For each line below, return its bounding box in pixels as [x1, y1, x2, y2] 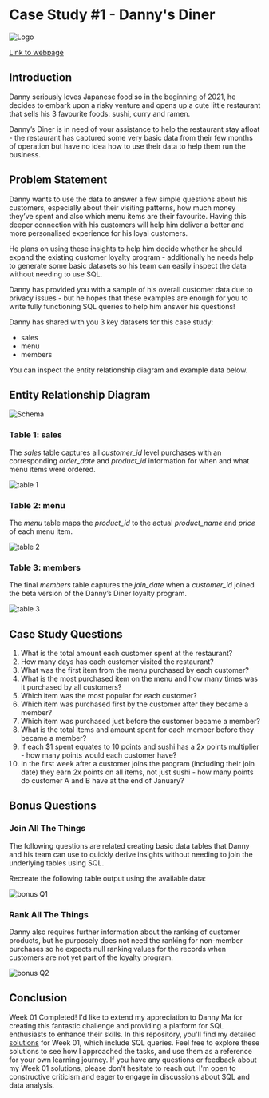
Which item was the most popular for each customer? [20, 691, 198, 701]
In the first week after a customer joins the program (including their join [20, 759, 255, 769]
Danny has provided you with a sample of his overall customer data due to [9, 284, 254, 294]
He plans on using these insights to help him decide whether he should [9, 244, 243, 253]
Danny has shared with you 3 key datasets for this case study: [9, 317, 214, 327]
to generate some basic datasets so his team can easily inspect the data [9, 261, 247, 270]
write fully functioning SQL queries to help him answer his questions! [9, 301, 235, 311]
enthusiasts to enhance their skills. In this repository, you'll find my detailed [9, 1029, 256, 1039]
